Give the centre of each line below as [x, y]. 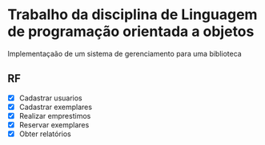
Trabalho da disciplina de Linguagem [132, 15]
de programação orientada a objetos [131, 31]
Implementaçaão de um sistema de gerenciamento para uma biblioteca [124, 53]
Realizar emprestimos [55, 116]
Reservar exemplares [54, 124]
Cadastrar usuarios [51, 98]
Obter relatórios [45, 134]
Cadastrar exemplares [56, 107]
